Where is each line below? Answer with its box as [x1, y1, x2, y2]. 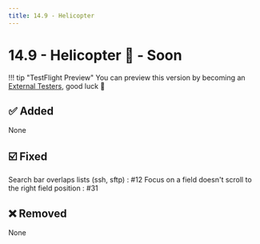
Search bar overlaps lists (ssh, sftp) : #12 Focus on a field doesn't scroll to [8, 175, 252, 185]
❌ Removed [8, 206, 67, 220]
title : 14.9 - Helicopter [8, 11, 94, 20]
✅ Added [8, 104, 54, 118]
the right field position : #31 [8, 183, 98, 193]
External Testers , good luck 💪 [8, 81, 106, 90]
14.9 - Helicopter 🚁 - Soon [8, 46, 182, 64]
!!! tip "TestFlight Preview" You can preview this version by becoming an [8, 73, 246, 82]
